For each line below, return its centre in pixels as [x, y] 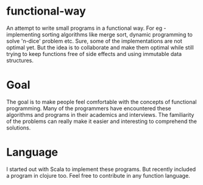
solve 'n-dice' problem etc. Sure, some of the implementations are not [94, 41]
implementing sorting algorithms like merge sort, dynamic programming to [100, 34]
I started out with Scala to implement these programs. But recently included [101, 169]
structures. [20, 60]
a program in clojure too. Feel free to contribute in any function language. [98, 175]
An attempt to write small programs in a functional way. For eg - [86, 28]
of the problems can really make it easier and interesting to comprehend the [101, 121]
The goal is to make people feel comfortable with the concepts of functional [101, 102]
